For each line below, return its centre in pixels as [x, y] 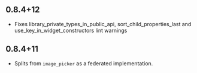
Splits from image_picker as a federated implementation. [84, 63]
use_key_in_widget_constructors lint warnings [71, 30]
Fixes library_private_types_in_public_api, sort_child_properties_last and [103, 24]
